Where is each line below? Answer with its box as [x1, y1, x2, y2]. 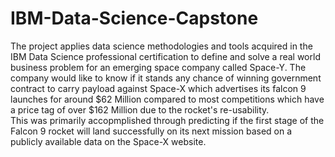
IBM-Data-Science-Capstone [10, 7, 259, 30]
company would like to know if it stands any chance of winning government [10, 72, 322, 84]
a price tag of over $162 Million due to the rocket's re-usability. [10, 103, 270, 116]
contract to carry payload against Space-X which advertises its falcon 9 [10, 82, 307, 94]
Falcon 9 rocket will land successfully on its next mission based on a [10, 125, 293, 137]
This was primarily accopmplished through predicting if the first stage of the [10, 114, 325, 126]
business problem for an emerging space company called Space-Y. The [10, 61, 307, 73]
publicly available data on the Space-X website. [10, 135, 207, 147]
